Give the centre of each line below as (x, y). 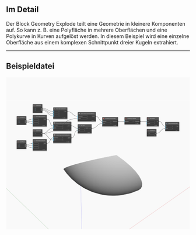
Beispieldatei (30, 66)
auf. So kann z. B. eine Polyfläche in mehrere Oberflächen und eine (87, 30)
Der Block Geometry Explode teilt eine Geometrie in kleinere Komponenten (96, 23)
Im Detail (22, 10)
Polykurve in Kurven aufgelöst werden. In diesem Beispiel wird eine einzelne (98, 36)
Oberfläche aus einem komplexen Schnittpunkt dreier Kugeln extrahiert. (92, 42)
